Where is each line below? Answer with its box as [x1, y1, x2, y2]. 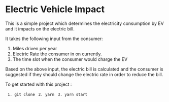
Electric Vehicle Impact [5, 4, 105, 15]
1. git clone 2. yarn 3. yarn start [7, 92, 88, 97]
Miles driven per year [12, 45, 57, 51]
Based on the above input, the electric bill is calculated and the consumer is [5, 66, 163, 72]
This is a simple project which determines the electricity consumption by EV [5, 20, 164, 26]
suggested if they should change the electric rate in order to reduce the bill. [5, 71, 163, 77]
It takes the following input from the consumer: [5, 36, 103, 42]
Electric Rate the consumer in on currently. [12, 51, 103, 57]
